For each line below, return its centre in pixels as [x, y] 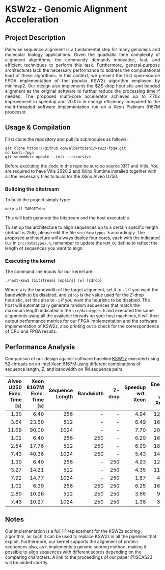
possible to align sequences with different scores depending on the [73, 552]
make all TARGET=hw [25, 209]
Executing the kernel [30, 261]
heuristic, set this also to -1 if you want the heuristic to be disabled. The [78, 300]
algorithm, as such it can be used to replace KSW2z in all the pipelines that [81, 537]
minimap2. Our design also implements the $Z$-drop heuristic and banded [82, 86]
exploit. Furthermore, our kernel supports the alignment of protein [72, 542]
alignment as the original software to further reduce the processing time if [82, 91]
